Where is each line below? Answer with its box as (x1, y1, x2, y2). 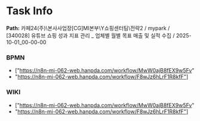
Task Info (6, 4, 53, 18)
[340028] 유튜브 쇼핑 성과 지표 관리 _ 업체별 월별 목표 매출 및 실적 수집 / (6, 31, 175, 39)
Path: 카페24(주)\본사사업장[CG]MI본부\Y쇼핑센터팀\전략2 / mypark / (6, 24, 170, 31)
